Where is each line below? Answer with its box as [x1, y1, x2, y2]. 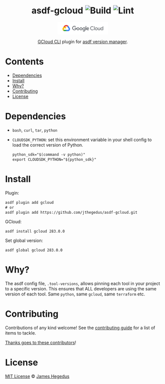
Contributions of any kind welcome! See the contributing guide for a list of [5, 325, 155, 331]
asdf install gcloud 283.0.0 [5, 229, 65, 234]
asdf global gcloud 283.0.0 [5, 247, 63, 252]
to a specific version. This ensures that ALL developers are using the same [5, 286, 157, 291]
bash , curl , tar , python [12, 127, 58, 133]
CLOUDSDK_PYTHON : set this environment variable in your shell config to [12, 137, 152, 143]
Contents [5, 56, 44, 67]
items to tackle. [5, 330, 36, 336]
